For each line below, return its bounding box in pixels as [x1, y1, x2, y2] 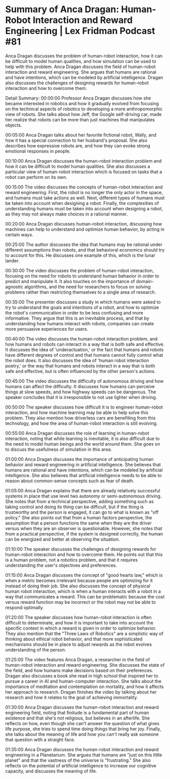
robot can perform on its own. [5, 174, 67, 180]
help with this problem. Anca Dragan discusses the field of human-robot [5, 64, 156, 70]
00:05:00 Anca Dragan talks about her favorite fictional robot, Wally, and [5, 132, 157, 138]
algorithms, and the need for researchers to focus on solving [24, 284, 151, 290]
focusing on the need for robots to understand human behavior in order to [5, 273, 159, 279]
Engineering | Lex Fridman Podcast [5, 25, 155, 37]
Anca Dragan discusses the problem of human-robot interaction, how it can [5, 52, 163, 59]
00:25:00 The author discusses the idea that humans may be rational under [5, 241, 163, 247]
